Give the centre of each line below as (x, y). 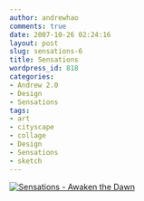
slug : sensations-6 (46, 52)
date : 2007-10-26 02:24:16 (60, 34)
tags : (19, 110)
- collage (28, 136)
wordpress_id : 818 (44, 69)
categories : (32, 77)
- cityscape (32, 128)
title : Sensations (44, 60)
